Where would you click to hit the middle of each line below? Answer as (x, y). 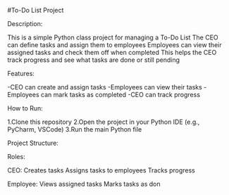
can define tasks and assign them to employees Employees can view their (114, 45)
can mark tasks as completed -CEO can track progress (121, 95)
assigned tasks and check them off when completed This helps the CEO (112, 52)
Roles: (17, 157)
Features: (21, 74)
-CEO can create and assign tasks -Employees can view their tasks (105, 87)
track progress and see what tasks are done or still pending (94, 60)
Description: (25, 24)
